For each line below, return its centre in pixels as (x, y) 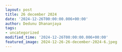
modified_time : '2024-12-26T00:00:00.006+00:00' (57, 38)
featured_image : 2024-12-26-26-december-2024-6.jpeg (61, 42)
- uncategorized (22, 33)
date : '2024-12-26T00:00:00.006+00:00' (47, 19)
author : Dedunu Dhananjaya (33, 24)
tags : (11, 28)
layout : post (19, 10)
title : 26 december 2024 (31, 14)
